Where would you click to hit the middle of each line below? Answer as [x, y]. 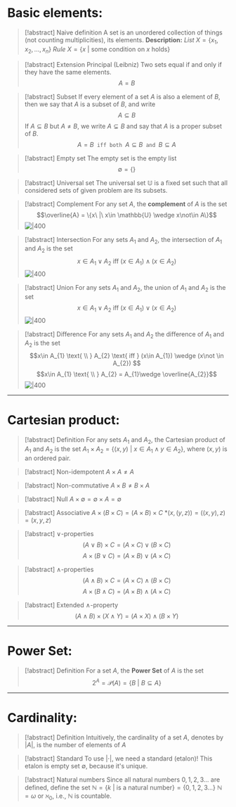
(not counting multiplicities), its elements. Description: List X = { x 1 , [122, 40]
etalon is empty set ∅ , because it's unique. [86, 766]
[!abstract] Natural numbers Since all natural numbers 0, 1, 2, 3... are [122, 780]
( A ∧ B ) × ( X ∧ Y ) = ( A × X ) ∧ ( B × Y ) [127, 616]
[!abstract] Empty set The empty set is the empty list [100, 158]
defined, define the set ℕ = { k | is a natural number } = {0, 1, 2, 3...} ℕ [123, 788]
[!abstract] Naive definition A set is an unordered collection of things [123, 32]
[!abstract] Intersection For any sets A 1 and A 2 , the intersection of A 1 [123, 240]
